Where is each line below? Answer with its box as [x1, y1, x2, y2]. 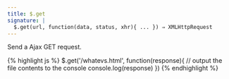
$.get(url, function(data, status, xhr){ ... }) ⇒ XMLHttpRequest [13, 23, 213, 30]
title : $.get [7, 10, 46, 18]
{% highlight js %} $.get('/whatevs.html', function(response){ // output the [7, 56, 223, 65]
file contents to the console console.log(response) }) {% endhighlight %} [7, 64, 218, 73]
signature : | [7, 17, 46, 24]
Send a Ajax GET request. [7, 43, 82, 51]
